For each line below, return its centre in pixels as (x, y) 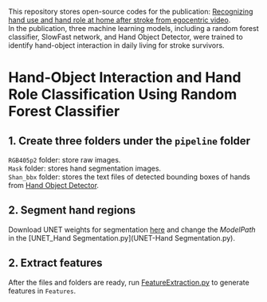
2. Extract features (55, 263)
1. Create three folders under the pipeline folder (130, 141)
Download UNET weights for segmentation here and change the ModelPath (132, 229)
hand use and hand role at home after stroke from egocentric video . (120, 20)
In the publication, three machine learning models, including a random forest (133, 28)
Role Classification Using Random (123, 94)
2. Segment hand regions (72, 210)
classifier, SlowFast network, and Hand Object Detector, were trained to (126, 37)
